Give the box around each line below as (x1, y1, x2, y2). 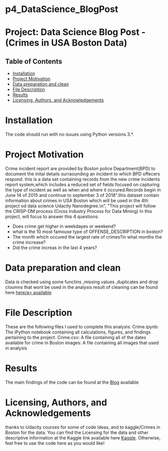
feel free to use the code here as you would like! (5, 440, 105, 446)
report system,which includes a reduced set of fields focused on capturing (5, 182, 159, 188)
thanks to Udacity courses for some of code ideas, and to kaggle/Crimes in (5, 424, 160, 430)
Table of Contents (5, 57, 63, 66)
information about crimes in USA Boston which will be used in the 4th (5, 197, 149, 204)
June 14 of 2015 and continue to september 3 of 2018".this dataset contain (5, 192, 159, 198)
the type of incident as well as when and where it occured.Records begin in (5, 187, 161, 193)
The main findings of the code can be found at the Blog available (5, 379, 139, 385)
